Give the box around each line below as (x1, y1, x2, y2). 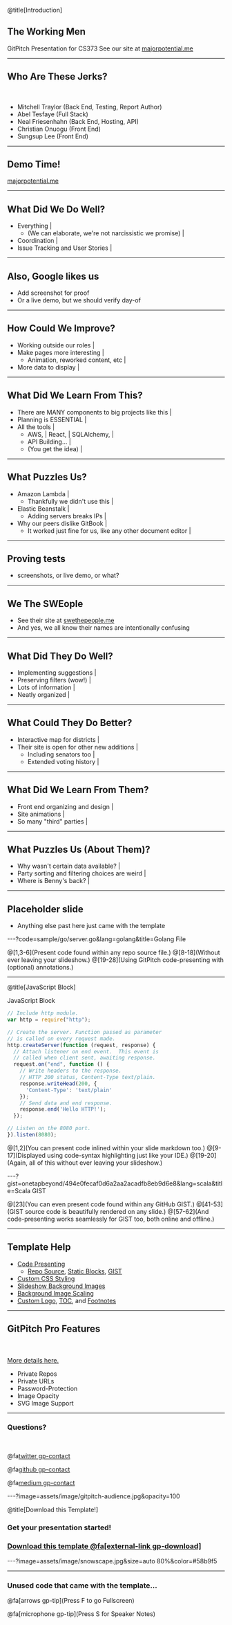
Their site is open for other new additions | (17, 743, 138, 751)
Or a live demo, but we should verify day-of (17, 296, 142, 305)
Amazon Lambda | (17, 489, 70, 498)
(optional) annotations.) (7, 963, 74, 972)
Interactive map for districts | (17, 735, 100, 743)
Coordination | (17, 237, 59, 245)
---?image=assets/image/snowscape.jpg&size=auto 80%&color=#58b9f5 (7, 1557, 217, 1565)
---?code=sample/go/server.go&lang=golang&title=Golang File (7, 935, 186, 943)
